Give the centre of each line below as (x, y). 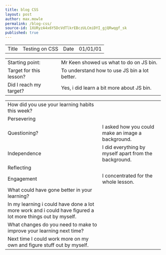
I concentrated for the (127, 176)
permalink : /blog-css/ (28, 24)
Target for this (24, 71)
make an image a (122, 133)
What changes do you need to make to (52, 225)
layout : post (19, 14)
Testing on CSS (40, 49)
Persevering (22, 119)
